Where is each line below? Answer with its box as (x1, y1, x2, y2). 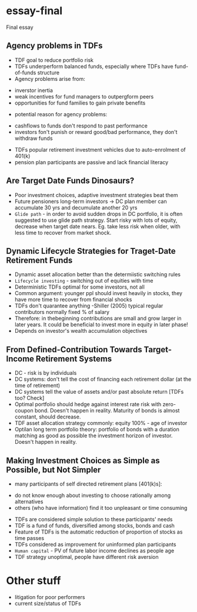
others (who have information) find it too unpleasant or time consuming (14, 505, 188, 511)
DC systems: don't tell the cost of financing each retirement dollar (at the (14, 376, 192, 383)
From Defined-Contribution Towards (6, 344, 142, 355)
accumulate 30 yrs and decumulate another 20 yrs (14, 204, 138, 211)
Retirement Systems (35, 354, 112, 364)
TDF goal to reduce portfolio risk (14, 56, 94, 63)
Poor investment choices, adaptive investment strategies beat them (14, 191, 178, 198)
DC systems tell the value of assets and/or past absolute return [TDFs (14, 388, 184, 395)
